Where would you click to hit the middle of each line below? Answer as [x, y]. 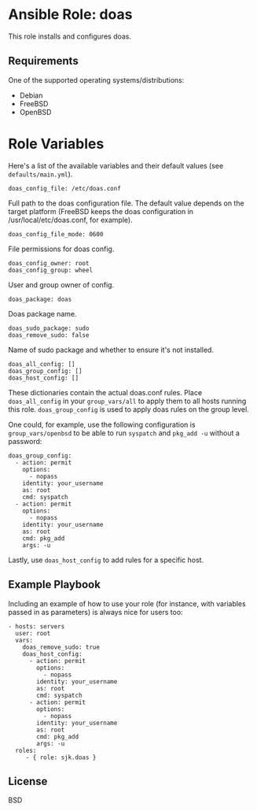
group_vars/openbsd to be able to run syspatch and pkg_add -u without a [124, 433]
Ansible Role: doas [70, 15]
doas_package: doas [40, 299]
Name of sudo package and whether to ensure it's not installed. [111, 350]
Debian [31, 95]
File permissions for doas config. [61, 249]
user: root [33, 633]
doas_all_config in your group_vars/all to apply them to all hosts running [127, 401]
